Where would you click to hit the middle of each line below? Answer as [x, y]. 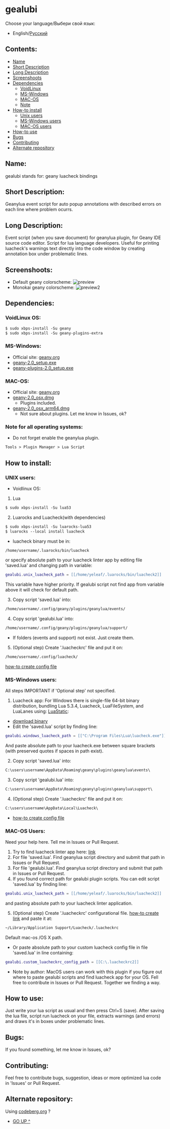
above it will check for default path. [42, 590]
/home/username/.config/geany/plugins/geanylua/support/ [67, 628]
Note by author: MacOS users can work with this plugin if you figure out [87, 972]
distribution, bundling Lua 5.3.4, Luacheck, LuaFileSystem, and [78, 706]
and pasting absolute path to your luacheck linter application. [69, 903]
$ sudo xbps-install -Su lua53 [38, 508]
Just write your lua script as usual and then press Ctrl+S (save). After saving [85, 1011]
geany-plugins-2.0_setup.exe [43, 368]
